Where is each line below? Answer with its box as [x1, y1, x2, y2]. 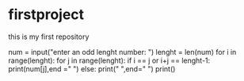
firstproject [8, 6, 85, 24]
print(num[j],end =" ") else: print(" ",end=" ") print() [8, 64, 176, 73]
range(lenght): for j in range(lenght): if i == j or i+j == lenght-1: [8, 56, 211, 65]
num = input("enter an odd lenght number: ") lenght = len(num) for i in [8, 47, 237, 56]
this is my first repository [8, 32, 90, 41]
